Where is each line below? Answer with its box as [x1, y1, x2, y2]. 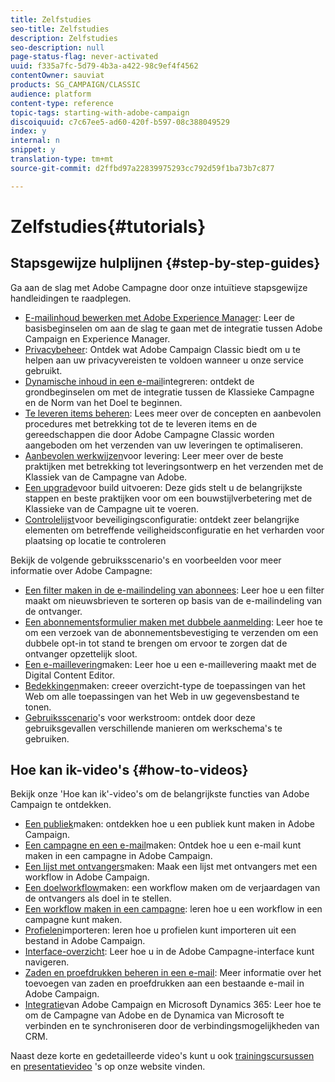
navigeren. [24, 956, 70, 968]
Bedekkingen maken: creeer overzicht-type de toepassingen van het [24, 679, 306, 691]
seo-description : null [10, 42, 105, 53]
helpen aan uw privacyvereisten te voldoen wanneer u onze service [24, 354, 304, 366]
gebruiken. [24, 732, 70, 745]
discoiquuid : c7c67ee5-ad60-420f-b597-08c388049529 [10, 117, 230, 127]
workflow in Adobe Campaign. [24, 871, 150, 883]
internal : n [10, 136, 60, 146]
